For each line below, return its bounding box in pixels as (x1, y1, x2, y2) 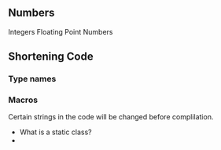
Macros (8, 94, 38, 105)
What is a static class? (19, 127, 92, 137)
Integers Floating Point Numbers (8, 27, 113, 36)
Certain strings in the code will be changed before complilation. (8, 112, 214, 122)
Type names (8, 74, 57, 85)
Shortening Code (8, 50, 94, 64)
